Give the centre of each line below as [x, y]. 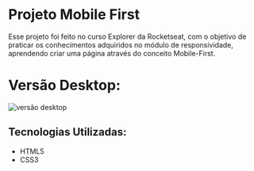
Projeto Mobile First [74, 15]
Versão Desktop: [64, 85]
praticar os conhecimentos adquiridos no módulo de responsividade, [121, 44]
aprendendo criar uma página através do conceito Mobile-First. [112, 53]
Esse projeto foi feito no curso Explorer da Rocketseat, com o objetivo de [127, 36]
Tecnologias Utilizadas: [67, 132]
